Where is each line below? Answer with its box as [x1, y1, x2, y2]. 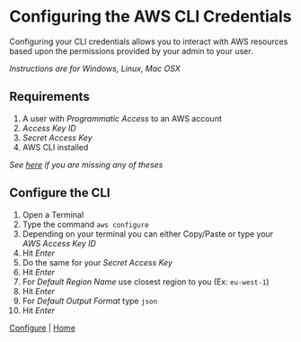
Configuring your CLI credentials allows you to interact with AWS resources [9, 36, 288, 47]
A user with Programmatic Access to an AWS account [22, 112, 222, 123]
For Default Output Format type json [22, 295, 158, 306]
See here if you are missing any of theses [9, 159, 164, 170]
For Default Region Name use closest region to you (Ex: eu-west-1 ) [22, 276, 270, 287]
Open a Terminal [22, 209, 84, 220]
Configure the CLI [9, 185, 111, 201]
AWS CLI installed [22, 141, 89, 152]
